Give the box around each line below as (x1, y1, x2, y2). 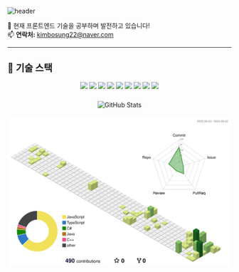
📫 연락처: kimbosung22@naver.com (7, 31, 114, 38)
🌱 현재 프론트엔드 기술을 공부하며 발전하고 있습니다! (7, 21, 151, 30)
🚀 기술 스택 (7, 62, 53, 74)
